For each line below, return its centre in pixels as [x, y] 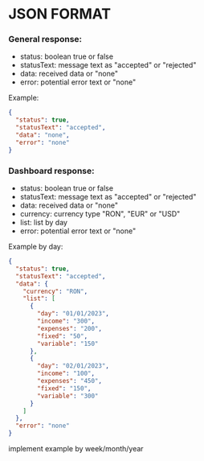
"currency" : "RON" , [55, 291]
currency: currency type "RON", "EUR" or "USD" [100, 214]
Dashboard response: [51, 171]
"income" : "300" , [66, 321]
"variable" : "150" [68, 344]
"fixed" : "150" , [64, 388]
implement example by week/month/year [76, 449]
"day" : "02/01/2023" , [73, 366]
